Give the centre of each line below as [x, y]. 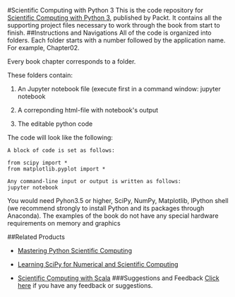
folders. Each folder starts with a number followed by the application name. [116, 40]
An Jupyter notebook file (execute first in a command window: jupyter [119, 89]
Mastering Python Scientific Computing [75, 251]
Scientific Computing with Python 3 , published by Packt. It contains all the [115, 18]
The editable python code [55, 124]
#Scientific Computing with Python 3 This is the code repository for [105, 10]
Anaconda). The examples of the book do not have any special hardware [113, 216]
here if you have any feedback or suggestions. [85, 285]
